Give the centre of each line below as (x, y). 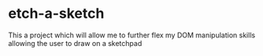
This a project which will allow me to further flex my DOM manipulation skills (132, 35)
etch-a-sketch (56, 14)
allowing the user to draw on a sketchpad (75, 43)
